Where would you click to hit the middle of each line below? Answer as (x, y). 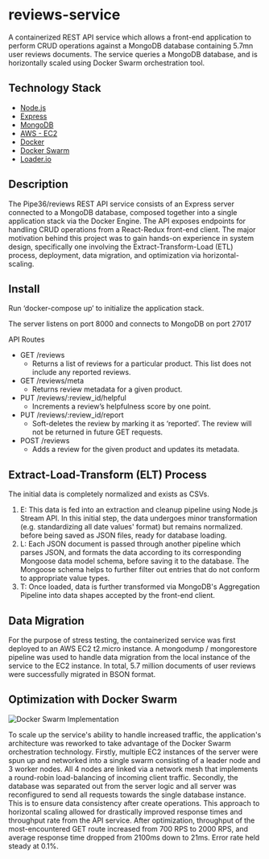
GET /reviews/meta (52, 381)
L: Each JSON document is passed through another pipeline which (130, 544)
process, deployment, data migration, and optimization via (105, 255)
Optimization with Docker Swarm (93, 700)
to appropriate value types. (65, 579)
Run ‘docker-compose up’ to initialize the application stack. (106, 309)
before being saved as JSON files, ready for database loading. (123, 535)
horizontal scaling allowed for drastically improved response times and (126, 811)
